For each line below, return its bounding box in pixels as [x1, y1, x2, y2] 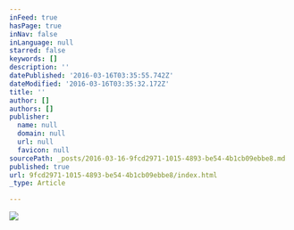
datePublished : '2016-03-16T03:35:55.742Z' [9, 71, 174, 80]
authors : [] [9, 104, 54, 113]
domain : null [17, 129, 66, 138]
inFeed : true [9, 12, 58, 22]
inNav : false [9, 29, 58, 38]
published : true [9, 162, 70, 171]
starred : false [9, 46, 66, 55]
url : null [17, 137, 54, 146]
